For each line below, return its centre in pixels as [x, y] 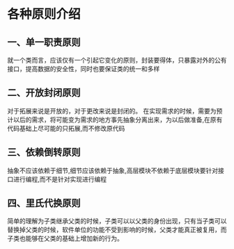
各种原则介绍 [44, 14]
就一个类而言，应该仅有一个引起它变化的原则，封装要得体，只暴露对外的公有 [117, 60]
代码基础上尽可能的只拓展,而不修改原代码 [66, 128]
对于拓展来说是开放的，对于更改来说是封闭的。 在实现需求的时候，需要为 [112, 111]
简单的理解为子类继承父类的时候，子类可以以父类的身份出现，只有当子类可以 [117, 221]
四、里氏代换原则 [44, 203]
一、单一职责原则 [44, 42]
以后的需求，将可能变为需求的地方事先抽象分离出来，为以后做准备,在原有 [118, 120]
